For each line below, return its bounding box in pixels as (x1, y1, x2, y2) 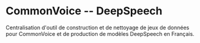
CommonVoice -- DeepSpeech (5, 4, 163, 18)
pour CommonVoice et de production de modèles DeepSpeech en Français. (5, 30, 195, 37)
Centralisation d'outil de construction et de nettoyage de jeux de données (5, 24, 190, 31)
